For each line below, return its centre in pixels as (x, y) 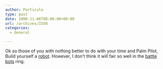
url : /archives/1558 (27, 23)
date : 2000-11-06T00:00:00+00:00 (40, 19)
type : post (16, 14)
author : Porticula (24, 10)
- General (20, 33)
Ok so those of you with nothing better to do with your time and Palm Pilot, (81, 51)
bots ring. (15, 61)
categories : (17, 28)
